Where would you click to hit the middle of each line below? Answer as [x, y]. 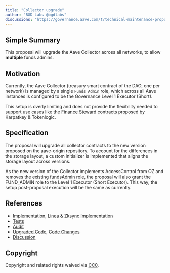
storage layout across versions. [38, 161]
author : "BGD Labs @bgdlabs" [36, 15]
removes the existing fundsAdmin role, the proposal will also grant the [78, 177]
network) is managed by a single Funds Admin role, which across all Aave [81, 91]
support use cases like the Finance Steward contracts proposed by [75, 112]
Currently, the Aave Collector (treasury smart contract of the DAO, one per [83, 86]
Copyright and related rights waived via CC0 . [52, 265]
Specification [27, 133]
